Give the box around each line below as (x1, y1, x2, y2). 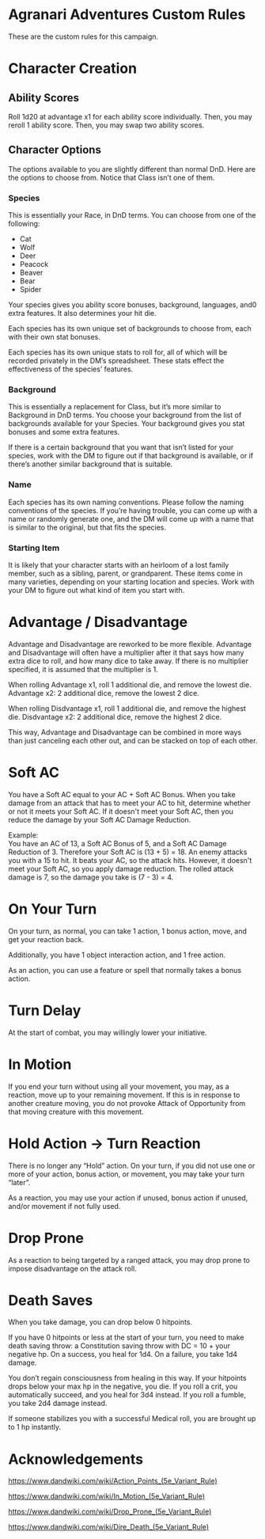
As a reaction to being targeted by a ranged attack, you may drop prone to (8, 1255, 251, 1264)
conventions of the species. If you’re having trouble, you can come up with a (8, 505, 258, 515)
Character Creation (8, 59, 137, 78)
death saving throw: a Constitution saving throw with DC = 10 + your (8, 1341, 231, 1351)
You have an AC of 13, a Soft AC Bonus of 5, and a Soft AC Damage (8, 838, 227, 848)
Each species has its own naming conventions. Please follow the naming (8, 497, 244, 507)
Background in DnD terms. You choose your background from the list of (8, 410, 242, 420)
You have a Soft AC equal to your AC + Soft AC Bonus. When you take (8, 789, 236, 799)
